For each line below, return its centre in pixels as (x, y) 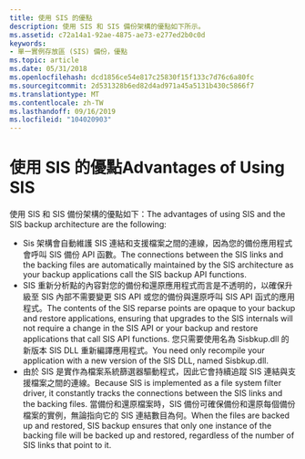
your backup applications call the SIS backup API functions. (135, 275)
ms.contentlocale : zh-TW (56, 103)
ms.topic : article (44, 60)
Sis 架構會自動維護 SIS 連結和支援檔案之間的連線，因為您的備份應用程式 (158, 244)
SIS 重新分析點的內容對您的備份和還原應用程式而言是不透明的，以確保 (153, 286)
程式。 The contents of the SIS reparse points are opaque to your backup (159, 308)
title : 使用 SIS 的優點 (51, 18)
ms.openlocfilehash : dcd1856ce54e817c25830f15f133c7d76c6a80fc (132, 78)
